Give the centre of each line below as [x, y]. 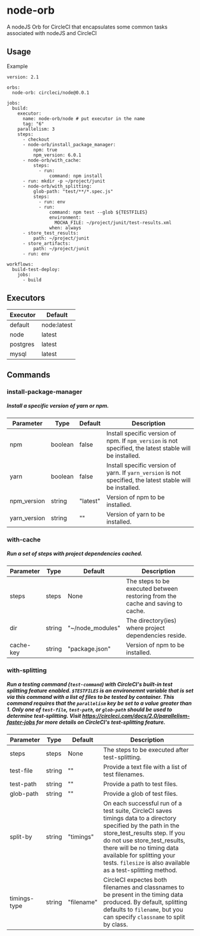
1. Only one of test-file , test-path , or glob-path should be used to [90, 710]
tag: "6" [33, 124]
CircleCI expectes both [135, 880]
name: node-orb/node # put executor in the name [84, 119]
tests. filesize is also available [147, 862]
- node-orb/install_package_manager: [69, 144]
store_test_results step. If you [145, 833]
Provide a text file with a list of [145, 767]
